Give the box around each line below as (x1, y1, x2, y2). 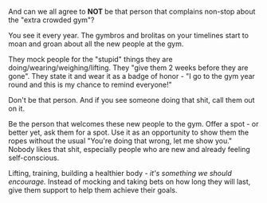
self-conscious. (8, 153, 60, 162)
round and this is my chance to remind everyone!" (8, 80, 173, 89)
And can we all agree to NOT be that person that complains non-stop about (8, 7, 256, 16)
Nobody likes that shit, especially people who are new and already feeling (8, 145, 251, 154)
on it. (8, 103, 26, 113)
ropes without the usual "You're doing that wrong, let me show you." (8, 136, 233, 146)
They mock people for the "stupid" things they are (8, 55, 173, 64)
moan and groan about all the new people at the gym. (8, 39, 184, 49)
